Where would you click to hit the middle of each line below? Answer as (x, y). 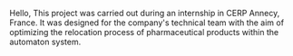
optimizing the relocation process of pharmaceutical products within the (144, 32)
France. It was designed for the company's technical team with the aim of (146, 23)
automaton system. (45, 42)
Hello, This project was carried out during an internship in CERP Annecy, (145, 13)
